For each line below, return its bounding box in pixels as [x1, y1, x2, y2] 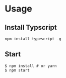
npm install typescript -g [5, 36, 61, 41]
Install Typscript [5, 23, 57, 32]
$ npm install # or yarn [5, 63, 57, 68]
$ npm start [5, 67, 30, 73]
